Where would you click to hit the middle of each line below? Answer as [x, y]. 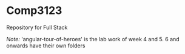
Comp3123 [34, 11]
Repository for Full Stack [37, 27]
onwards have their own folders [46, 46]
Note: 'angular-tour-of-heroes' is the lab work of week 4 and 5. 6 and [93, 39]
